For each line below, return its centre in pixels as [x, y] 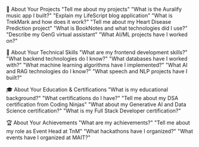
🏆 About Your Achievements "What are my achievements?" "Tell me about [98, 123]
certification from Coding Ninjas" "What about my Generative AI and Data [96, 104]
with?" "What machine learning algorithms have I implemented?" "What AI [97, 65]
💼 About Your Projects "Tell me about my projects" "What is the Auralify [94, 9]
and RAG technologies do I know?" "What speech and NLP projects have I [97, 71]
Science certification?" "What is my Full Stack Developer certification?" [94, 111]
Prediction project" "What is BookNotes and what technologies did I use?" [97, 28]
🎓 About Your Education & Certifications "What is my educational [87, 90]
